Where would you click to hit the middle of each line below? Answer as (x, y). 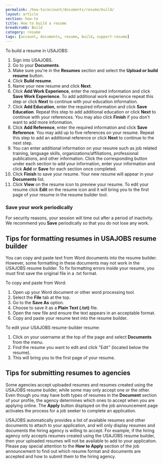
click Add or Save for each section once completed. (65, 169)
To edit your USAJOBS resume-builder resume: (53, 328)
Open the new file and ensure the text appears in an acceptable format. (84, 313)
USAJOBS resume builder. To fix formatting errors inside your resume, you (80, 268)
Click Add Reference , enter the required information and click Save (80, 127)
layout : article (22, 14)
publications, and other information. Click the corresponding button (80, 158)
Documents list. (29, 179)
